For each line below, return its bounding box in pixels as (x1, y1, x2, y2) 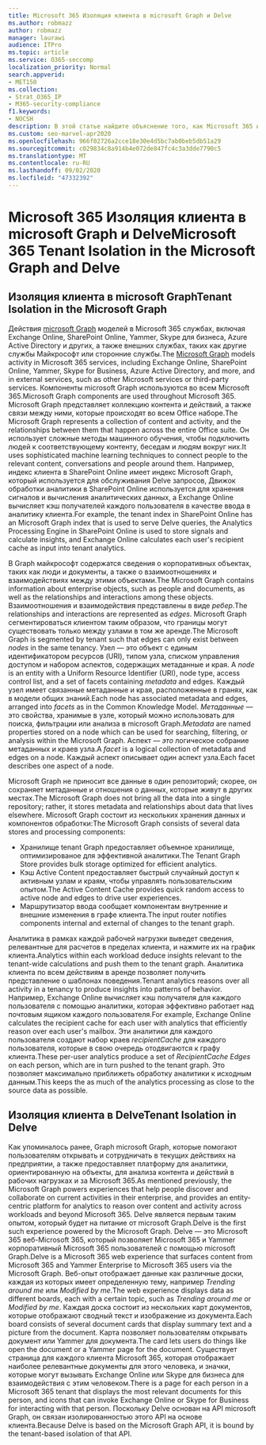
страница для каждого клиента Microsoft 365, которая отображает (8, 1353, 235, 1362)
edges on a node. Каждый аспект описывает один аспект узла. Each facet (8, 752, 256, 762)
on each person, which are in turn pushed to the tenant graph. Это (8, 1060, 226, 1069)
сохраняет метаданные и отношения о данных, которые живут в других (8, 784, 253, 794)
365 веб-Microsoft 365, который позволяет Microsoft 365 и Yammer (8, 1235, 236, 1244)
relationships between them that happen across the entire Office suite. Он (8, 425, 249, 434)
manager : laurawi (8, 33, 66, 42)
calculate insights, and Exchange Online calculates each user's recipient (8, 534, 244, 544)
